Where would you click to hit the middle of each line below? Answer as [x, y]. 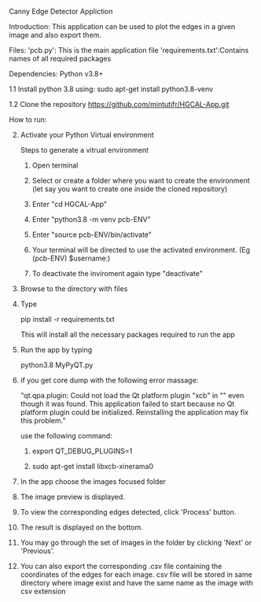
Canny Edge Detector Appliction [61, 11]
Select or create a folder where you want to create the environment [141, 181]
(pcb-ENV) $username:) [71, 258]
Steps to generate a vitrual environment [84, 150]
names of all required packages [60, 59]
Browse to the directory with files [74, 289]
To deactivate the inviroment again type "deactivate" [117, 273]
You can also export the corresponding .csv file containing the [121, 566]
